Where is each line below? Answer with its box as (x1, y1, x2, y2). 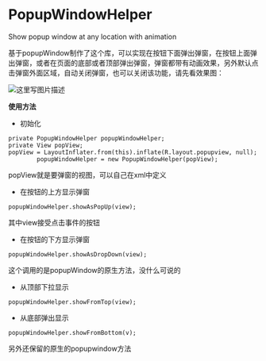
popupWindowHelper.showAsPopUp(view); (8, 202, 137, 211)
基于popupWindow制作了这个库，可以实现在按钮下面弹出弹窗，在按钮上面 (8, 48, 251, 57)
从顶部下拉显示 (19, 282, 69, 291)
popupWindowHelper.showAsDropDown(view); (8, 250, 148, 259)
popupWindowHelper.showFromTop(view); (8, 298, 137, 306)
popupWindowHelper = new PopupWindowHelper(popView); (37, 155, 218, 163)
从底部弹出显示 (19, 313, 69, 322)
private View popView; (8, 141, 83, 149)
